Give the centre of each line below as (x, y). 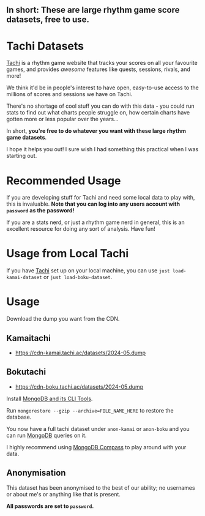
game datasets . (27, 138)
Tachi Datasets (45, 46)
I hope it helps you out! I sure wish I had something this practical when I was (102, 149)
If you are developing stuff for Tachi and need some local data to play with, (101, 198)
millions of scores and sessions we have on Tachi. (69, 94)
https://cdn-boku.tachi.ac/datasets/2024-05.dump (79, 387)
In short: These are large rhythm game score (93, 10)
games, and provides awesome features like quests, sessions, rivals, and (99, 69)
